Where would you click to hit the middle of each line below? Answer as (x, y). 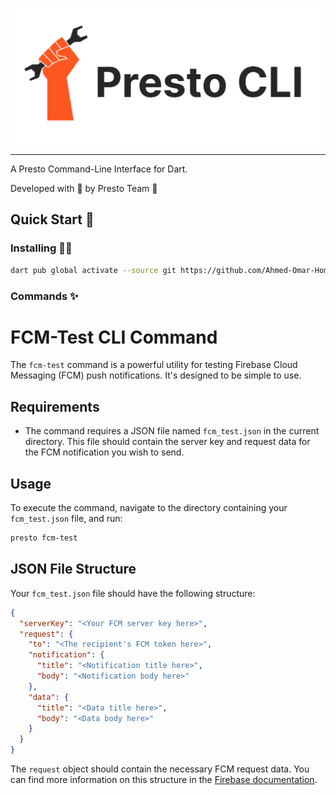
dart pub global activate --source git (93, 270)
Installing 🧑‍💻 (41, 248)
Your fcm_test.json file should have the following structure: (133, 593)
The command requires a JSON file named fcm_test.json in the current (172, 431)
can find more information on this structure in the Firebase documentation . (164, 780)
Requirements (55, 406)
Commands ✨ (44, 296)
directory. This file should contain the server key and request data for (167, 442)
